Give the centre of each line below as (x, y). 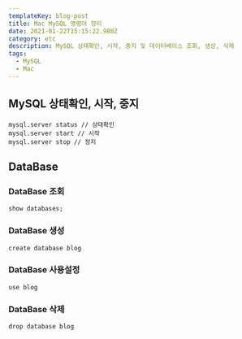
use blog (23, 287)
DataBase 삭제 (37, 309)
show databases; (36, 209)
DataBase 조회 (37, 191)
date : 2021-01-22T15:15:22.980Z (63, 31)
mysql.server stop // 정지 (52, 142)
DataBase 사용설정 (44, 270)
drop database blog (41, 327)
